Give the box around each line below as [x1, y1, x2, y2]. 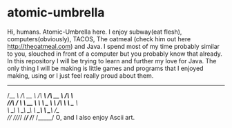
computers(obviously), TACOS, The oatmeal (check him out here [7, 34, 191, 43]
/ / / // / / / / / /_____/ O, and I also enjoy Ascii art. [7, 113, 135, 121]
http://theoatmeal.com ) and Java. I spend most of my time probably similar [7, 42, 220, 50]
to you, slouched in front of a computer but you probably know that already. [7, 50, 223, 58]
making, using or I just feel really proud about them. [7, 71, 154, 80]
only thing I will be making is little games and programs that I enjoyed [7, 64, 204, 72]
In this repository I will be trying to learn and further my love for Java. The [7, 56, 217, 65]
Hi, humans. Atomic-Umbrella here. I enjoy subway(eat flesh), [7, 28, 182, 36]
